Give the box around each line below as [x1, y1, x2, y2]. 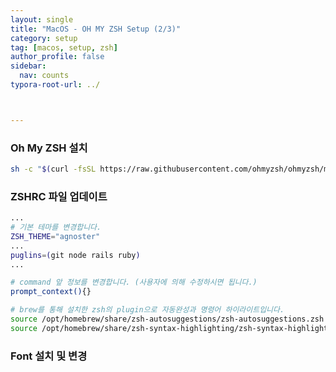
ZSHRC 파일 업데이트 [10, 189, 108, 203]
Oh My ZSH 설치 [10, 141, 88, 155]
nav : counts [19, 71, 70, 81]
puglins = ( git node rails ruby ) [10, 250, 141, 260]
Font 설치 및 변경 [10, 349, 88, 363]
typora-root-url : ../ [10, 80, 101, 90]
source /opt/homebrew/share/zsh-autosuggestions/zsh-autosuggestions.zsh [10, 314, 325, 325]
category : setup [10, 33, 78, 43]
